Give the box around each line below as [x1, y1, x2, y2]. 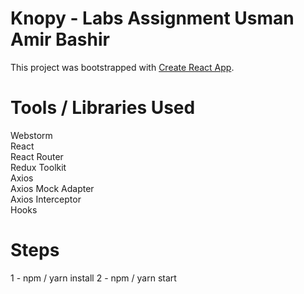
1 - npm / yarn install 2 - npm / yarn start [10, 272, 177, 284]
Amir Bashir [10, 28, 110, 51]
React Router [10, 150, 64, 162]
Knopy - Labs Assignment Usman [10, 7, 295, 30]
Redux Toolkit [10, 161, 67, 173]
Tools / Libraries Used [10, 97, 196, 119]
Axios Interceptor [10, 193, 82, 205]
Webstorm [10, 129, 53, 141]
